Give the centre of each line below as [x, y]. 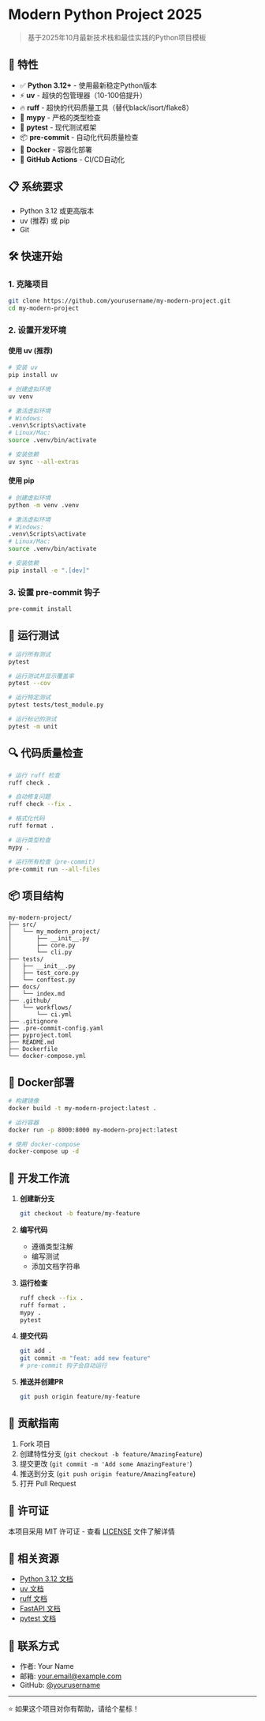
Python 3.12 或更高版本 [57, 210]
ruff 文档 [34, 1599]
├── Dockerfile [33, 1049]
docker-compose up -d [44, 1151]
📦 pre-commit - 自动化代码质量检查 [79, 137]
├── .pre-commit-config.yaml [56, 1029]
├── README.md [32, 1042]
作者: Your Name [47, 1666]
